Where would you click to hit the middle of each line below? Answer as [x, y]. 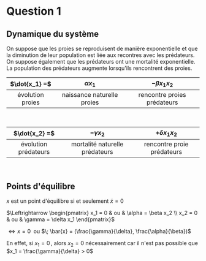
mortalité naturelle [97, 144]
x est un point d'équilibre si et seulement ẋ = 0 [65, 201]
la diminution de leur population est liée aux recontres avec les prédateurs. [101, 55]
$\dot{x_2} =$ [34, 133]
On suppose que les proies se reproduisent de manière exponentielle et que [102, 48]
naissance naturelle [90, 95]
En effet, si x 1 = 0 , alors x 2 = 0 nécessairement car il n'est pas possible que [102, 244]
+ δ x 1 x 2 [166, 134]
